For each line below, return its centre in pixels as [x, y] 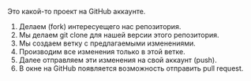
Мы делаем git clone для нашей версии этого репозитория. [119, 35]
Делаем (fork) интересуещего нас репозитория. [100, 26]
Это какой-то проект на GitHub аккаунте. [77, 11]
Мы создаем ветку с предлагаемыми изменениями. [107, 43]
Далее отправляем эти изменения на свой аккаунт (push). [118, 60]
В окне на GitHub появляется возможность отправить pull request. [131, 68]
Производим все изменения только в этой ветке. [102, 52]
